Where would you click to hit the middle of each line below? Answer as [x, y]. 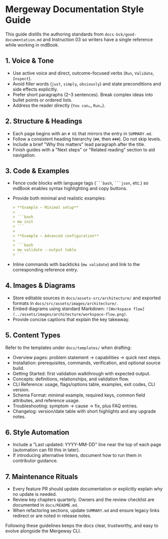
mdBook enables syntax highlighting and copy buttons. [70, 188]
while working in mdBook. [32, 45]
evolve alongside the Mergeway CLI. [43, 531]
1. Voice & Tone [30, 61]
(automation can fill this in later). [46, 450]
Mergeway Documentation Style [75, 9]
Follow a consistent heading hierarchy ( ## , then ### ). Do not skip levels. [87, 139]
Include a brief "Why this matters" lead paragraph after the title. [79, 144]
